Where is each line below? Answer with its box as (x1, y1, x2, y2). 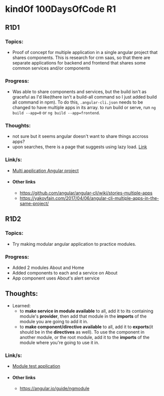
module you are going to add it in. (19, 318, 88, 324)
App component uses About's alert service (12, 275, 100, 281)
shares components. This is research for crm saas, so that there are (12, 55, 151, 60)
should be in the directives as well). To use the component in (19, 329, 145, 335)
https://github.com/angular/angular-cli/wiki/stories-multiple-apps (19, 190, 153, 196)
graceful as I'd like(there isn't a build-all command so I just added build (12, 94, 157, 100)
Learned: (12, 302, 31, 308)
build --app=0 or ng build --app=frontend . (12, 110, 100, 116)
